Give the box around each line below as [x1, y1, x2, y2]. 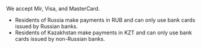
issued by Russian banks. [14, 23, 78, 30]
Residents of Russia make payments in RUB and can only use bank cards [14, 17, 196, 23]
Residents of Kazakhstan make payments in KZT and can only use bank [14, 29, 192, 36]
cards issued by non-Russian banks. [14, 36, 105, 42]
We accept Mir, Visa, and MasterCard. [6, 5, 100, 12]
